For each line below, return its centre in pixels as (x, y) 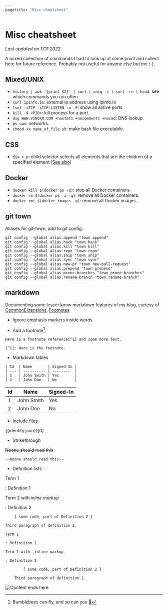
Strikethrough (26, 440)
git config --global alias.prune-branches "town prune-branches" (74, 273)
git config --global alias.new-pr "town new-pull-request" (68, 264)
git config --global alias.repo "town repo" (52, 251)
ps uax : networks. (31, 124)
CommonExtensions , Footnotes (37, 310)
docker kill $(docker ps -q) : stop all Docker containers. (71, 190)
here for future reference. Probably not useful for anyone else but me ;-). (80, 64)
